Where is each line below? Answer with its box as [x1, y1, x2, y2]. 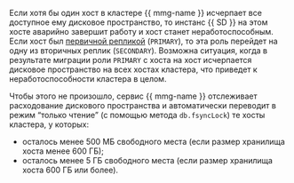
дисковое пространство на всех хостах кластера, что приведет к [9, 64, 258, 75]
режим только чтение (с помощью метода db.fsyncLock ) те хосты [9, 110, 266, 120]
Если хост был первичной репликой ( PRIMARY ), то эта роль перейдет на [9, 36, 278, 46]
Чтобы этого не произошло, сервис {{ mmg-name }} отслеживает [9, 91, 258, 101]
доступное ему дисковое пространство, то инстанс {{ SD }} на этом [9, 17, 268, 28]
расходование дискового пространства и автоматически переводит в [9, 100, 277, 110]
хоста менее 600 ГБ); [21, 146, 105, 156]
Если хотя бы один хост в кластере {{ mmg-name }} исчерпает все [9, 8, 262, 18]
